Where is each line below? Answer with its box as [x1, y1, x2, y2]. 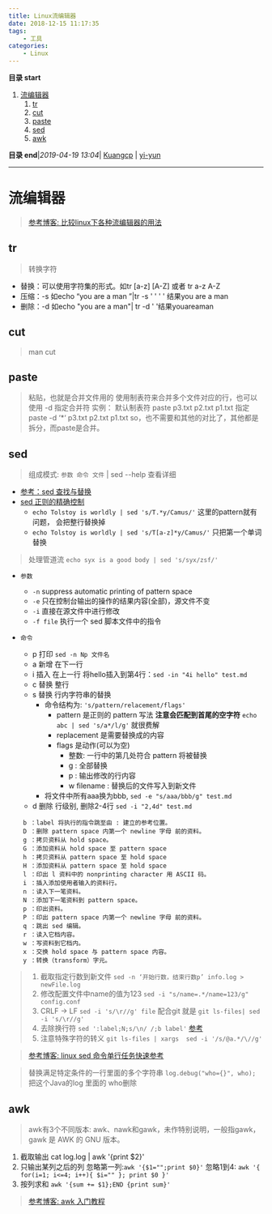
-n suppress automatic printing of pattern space [32, 586, 193, 596]
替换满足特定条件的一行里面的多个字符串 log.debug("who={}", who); [28, 1068, 257, 1078]
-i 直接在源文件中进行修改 [32, 607, 120, 616]
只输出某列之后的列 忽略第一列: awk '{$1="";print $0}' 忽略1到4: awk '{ [19, 1162, 261, 1171]
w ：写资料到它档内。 [23, 939, 85, 948]
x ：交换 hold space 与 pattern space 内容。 [23, 948, 171, 956]
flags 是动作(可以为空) [56, 740, 130, 750]
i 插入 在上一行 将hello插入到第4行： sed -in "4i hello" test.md [32, 670, 248, 679]
